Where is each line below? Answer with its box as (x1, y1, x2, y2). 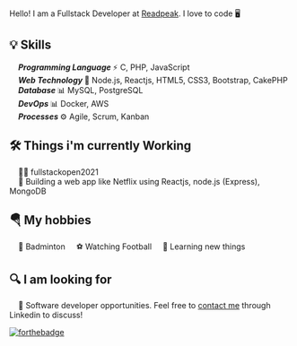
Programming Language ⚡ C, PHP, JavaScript (17, 62, 190, 73)
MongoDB (9, 186, 47, 196)
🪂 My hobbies (9, 212, 92, 228)
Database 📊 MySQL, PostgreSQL (17, 84, 144, 95)
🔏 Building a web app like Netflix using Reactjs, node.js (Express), (17, 176, 260, 186)
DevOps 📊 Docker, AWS (17, 98, 109, 108)
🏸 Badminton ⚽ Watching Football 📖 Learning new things (17, 241, 246, 252)
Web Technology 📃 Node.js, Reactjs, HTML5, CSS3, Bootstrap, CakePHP (17, 74, 289, 85)
